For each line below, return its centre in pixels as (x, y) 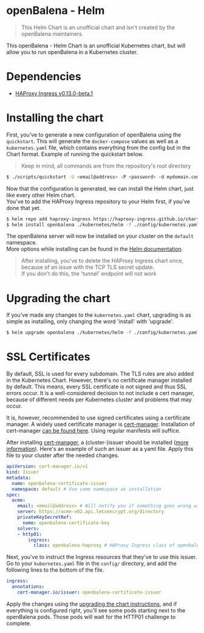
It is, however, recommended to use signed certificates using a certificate (98, 418)
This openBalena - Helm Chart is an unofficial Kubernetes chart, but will (96, 46)
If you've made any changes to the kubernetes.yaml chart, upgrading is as (99, 315)
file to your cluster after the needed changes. (63, 455)
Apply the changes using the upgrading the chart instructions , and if (92, 604)
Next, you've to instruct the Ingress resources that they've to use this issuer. (102, 557)
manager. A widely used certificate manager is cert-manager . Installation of (101, 424)
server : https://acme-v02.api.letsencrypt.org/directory (91, 512)
